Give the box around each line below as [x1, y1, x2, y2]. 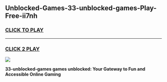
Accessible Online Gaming [5, 71, 61, 77]
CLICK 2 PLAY [5, 45, 40, 52]
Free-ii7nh [5, 12, 38, 20]
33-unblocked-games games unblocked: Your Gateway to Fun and [5, 66, 146, 72]
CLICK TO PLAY [5, 27, 44, 34]
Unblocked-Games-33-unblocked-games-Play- [5, 4, 157, 12]
